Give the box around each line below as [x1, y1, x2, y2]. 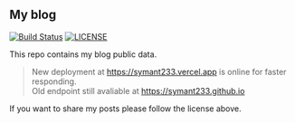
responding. [31, 76, 77, 87]
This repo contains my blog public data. [9, 49, 157, 60]
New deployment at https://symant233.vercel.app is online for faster [31, 66, 287, 77]
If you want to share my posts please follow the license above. [9, 103, 242, 114]
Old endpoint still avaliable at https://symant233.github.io [31, 85, 245, 96]
